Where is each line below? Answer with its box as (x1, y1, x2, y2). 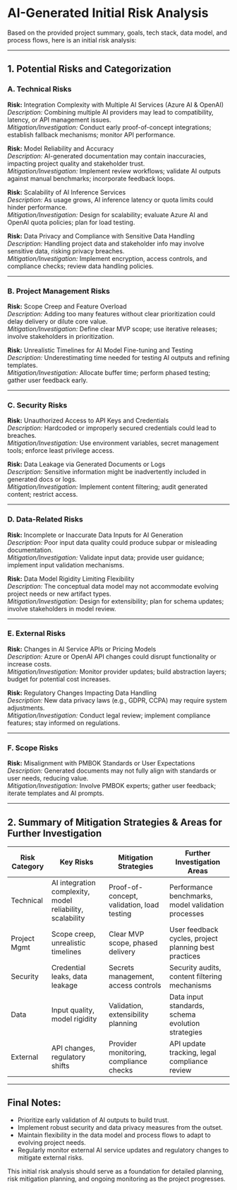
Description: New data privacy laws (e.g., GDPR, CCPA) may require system (7, 695, 227, 705)
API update (169, 1039, 206, 1049)
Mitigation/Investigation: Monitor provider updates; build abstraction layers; (7, 667, 227, 676)
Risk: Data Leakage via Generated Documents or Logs (7, 460, 166, 468)
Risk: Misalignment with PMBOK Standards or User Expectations (7, 759, 195, 768)
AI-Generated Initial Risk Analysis (7, 5, 209, 21)
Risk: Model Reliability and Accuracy (7, 144, 114, 153)
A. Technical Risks (7, 84, 72, 94)
